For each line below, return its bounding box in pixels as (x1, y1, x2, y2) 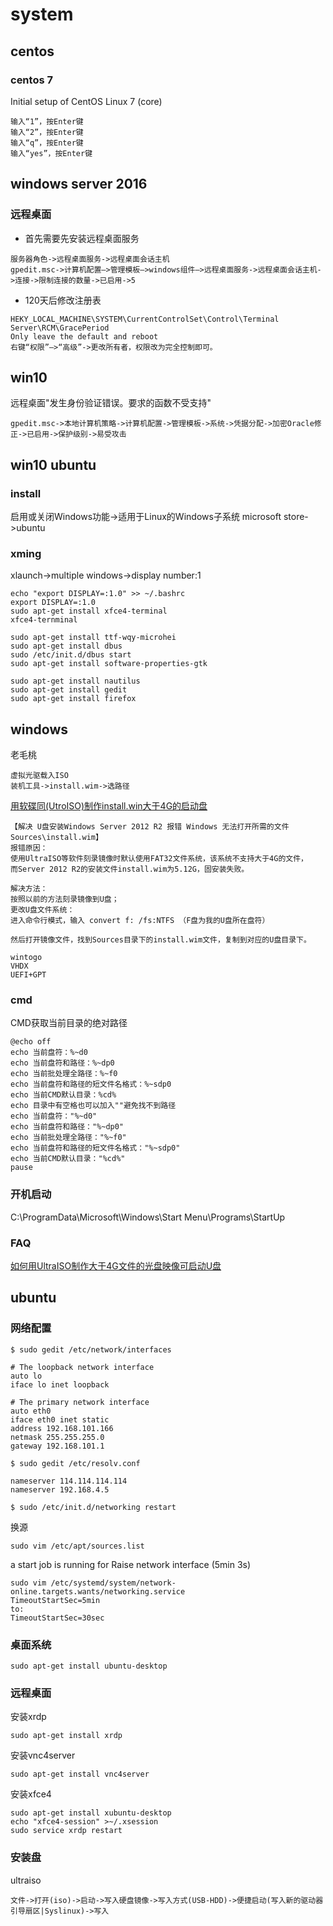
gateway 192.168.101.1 (10, 1441, 105, 1451)
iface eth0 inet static (10, 1414, 110, 1425)
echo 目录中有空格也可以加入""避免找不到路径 (10, 1101, 177, 1111)
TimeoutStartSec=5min (10, 1595, 101, 1605)
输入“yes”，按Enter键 (10, 148, 93, 158)
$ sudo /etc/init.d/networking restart (10, 1502, 177, 1512)
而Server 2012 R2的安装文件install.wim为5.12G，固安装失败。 (10, 864, 250, 875)
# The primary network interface (10, 1397, 150, 1407)
